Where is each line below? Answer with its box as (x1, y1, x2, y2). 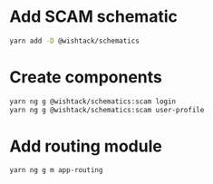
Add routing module (9, 136, 163, 156)
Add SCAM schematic (9, 6, 179, 27)
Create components (9, 67, 163, 87)
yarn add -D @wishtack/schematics (9, 36, 140, 45)
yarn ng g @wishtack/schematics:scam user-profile (9, 105, 205, 114)
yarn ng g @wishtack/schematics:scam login (9, 97, 177, 106)
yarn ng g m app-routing (9, 166, 103, 175)
